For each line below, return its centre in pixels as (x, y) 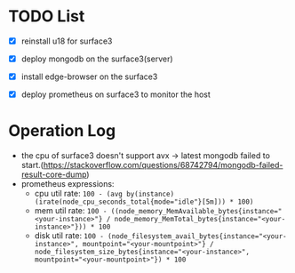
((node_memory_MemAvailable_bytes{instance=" (196, 212)
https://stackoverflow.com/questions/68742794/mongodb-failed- (163, 165)
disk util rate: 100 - (69, 236)
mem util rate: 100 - (71, 211)
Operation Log (62, 131)
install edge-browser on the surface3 (89, 76)
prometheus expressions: (68, 184)
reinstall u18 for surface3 (67, 41)
